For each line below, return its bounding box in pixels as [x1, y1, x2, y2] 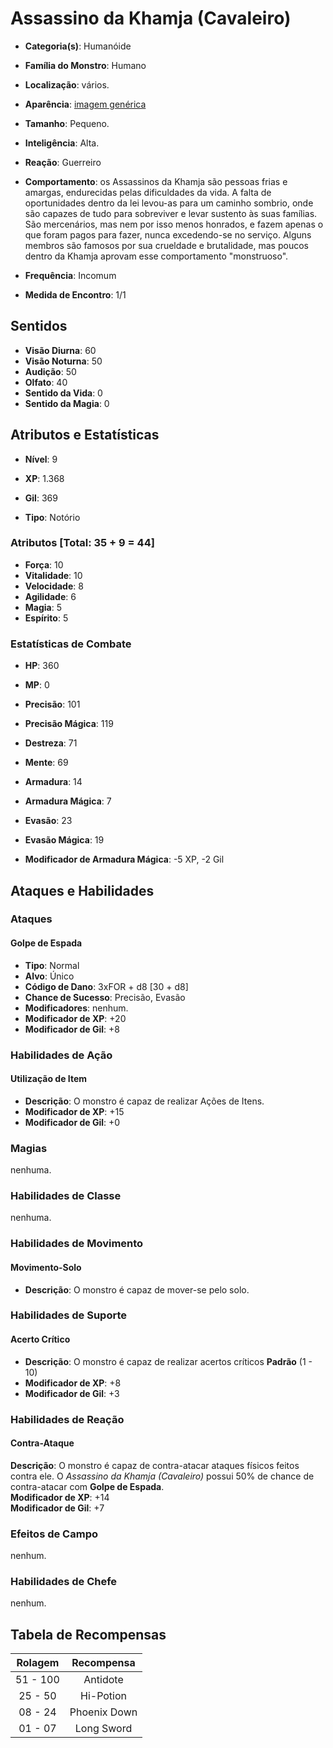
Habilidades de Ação [10, 1048, 113, 1062]
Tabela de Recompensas [10, 1626, 167, 1643]
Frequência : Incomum [24, 269, 117, 281]
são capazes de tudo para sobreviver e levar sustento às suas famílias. [24, 207, 318, 219]
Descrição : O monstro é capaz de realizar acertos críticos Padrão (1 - [24, 1355, 313, 1367]
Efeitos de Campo [10, 1527, 98, 1541]
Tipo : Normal [24, 959, 80, 971]
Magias [10, 1141, 48, 1155]
